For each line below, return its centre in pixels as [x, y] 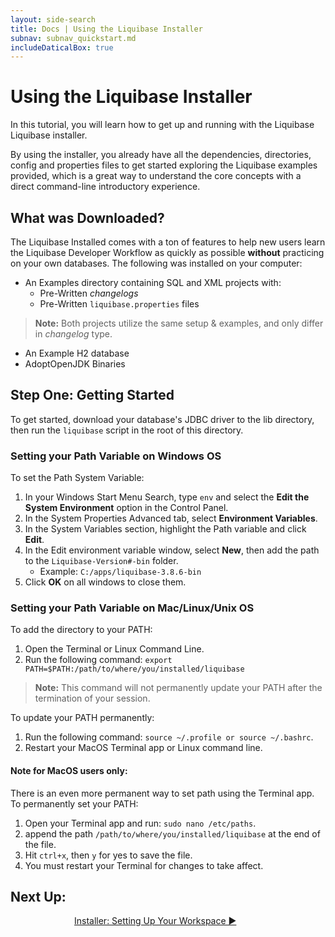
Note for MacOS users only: [69, 770]
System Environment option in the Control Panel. [126, 508]
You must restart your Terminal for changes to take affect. [144, 865]
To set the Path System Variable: [77, 478]
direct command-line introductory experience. [105, 187]
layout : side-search [53, 19]
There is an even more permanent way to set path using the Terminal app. [162, 793]
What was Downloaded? [87, 217]
